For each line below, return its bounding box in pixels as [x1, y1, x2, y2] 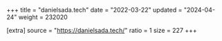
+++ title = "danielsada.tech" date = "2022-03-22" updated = [6, 6, 183, 14]
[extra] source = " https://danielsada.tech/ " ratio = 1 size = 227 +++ [6, 27, 198, 34]
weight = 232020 [18, 13, 68, 21]
